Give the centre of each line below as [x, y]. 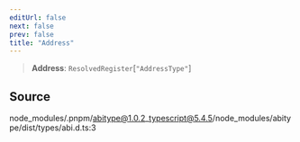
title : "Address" [42, 43]
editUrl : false [38, 18]
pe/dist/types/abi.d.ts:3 [53, 128]
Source [30, 97]
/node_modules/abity [251, 119]
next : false [32, 26]
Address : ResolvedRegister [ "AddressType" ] [111, 68]
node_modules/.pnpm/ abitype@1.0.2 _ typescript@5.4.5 [111, 119]
